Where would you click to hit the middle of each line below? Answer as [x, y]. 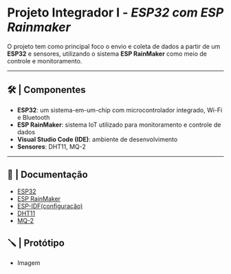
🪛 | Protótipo [36, 243]
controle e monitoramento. [45, 61]
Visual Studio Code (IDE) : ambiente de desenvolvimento [97, 139]
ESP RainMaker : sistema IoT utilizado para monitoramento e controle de [119, 125]
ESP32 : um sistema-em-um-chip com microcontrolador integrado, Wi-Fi [120, 110]
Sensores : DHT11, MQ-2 [51, 147]
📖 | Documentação [47, 175]
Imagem [29, 263]
